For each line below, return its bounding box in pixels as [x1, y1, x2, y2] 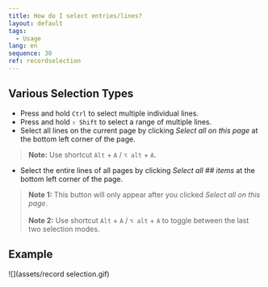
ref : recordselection [8, 57, 82, 65]
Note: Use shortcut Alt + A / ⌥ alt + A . [27, 150, 157, 159]
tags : [8, 27, 27, 35]
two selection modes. [27, 224, 100, 234]
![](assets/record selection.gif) [8, 268, 111, 279]
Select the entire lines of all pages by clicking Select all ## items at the [19, 165, 256, 175]
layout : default [8, 19, 63, 27]
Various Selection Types [8, 87, 134, 101]
